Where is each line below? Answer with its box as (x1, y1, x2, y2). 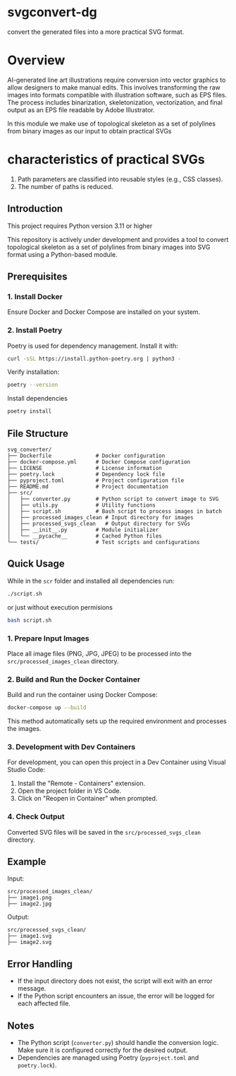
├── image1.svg (7, 933, 52, 940)
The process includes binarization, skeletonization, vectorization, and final (7, 98, 223, 107)
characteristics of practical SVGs (7, 152, 206, 168)
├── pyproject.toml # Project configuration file (7, 477, 185, 484)
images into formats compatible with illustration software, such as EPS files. (7, 90, 228, 99)
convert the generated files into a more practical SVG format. (7, 28, 185, 36)
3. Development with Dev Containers (7, 742, 136, 751)
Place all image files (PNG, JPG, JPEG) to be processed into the (7, 649, 192, 658)
